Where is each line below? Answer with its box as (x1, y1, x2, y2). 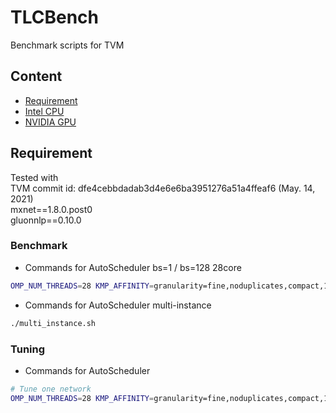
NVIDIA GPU (24, 116, 77, 128)
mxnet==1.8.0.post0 (10, 203, 93, 215)
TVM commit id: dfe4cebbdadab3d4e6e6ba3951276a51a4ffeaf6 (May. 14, (10, 182, 316, 194)
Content (10, 68, 63, 85)
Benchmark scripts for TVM (10, 39, 125, 51)
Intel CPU (24, 105, 65, 117)
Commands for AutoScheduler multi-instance (24, 299, 212, 311)
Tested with (10, 171, 59, 183)
